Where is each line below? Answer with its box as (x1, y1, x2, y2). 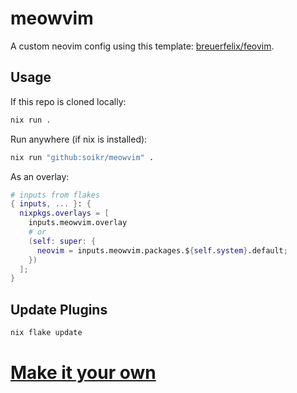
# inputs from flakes (10, 190, 101, 200)
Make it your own (10, 362, 157, 384)
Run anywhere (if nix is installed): (10, 133, 148, 145)
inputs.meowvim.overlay (28, 218, 128, 228)
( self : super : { (28, 236, 97, 246)
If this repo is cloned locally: (10, 95, 127, 107)
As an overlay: (10, 170, 70, 182)
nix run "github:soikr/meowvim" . (10, 152, 155, 162)
